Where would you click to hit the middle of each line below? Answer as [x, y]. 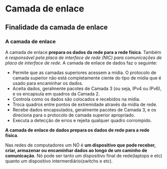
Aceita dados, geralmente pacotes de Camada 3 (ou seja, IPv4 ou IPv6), [87, 88]
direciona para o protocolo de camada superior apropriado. [74, 115]
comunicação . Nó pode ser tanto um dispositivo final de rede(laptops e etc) [84, 155]
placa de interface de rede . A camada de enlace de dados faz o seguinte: [81, 62]
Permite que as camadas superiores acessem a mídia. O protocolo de [84, 72]
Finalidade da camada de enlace [56, 27]
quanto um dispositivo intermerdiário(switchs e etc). [59, 161]
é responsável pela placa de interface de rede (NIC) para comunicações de [83, 57]
